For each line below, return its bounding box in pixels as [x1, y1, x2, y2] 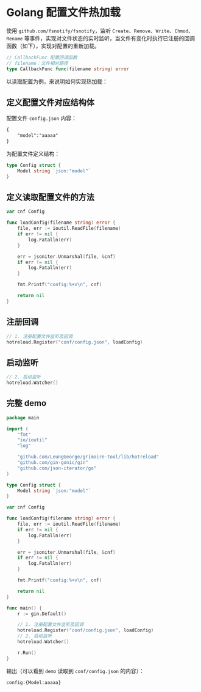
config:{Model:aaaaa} [6, 679, 62, 685]
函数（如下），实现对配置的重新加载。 [6, 42, 100, 50]
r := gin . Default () [17, 611, 67, 617]
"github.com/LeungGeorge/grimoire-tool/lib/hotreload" [17, 454, 160, 460]
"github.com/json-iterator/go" [17, 465, 97, 471]
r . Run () [17, 649, 37, 656]
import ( [6, 425, 29, 432]
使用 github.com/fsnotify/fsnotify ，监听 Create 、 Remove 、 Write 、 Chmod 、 [6, 27, 194, 34]
